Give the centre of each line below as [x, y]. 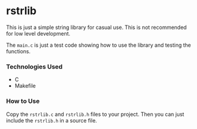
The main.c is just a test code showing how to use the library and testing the [98, 45]
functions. [18, 51]
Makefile [25, 86]
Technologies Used [35, 66]
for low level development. [38, 33]
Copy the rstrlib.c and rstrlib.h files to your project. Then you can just [95, 114]
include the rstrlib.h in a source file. [52, 120]
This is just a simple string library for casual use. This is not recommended [96, 27]
